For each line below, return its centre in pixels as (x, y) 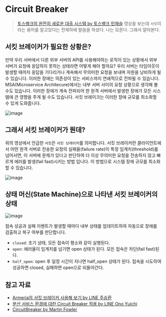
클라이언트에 (149, 143)
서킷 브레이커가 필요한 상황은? (48, 47)
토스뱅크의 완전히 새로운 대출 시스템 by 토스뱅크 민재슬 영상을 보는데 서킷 (87, 23)
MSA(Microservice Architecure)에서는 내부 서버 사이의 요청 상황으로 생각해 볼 (82, 84)
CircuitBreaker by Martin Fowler (45, 310)
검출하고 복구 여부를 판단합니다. (36, 232)
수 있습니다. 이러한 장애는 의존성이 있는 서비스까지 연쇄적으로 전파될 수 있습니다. (83, 78)
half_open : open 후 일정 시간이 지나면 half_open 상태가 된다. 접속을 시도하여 (87, 261)
